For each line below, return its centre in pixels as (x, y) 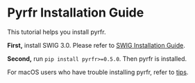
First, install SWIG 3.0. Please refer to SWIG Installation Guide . (96, 45)
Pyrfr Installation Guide (76, 13)
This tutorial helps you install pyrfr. (57, 32)
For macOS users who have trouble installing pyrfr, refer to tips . (98, 72)
